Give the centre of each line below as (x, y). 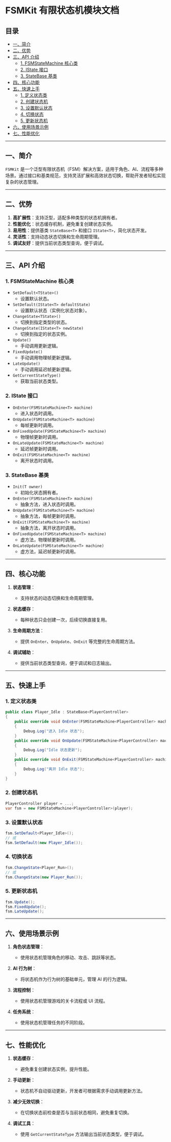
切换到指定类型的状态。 (45, 322)
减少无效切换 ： (28, 1101)
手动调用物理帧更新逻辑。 (47, 358)
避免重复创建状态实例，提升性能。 (56, 1069)
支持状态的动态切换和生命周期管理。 (58, 598)
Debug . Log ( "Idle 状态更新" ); (53, 750)
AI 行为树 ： (24, 969)
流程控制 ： (24, 990)
